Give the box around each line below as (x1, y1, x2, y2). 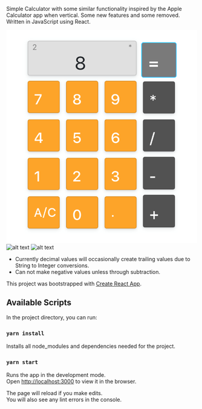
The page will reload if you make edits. (6, 390, 103, 397)
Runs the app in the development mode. (6, 371, 106, 379)
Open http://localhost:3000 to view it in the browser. (6, 378, 137, 385)
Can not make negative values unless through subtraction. (15, 268, 161, 275)
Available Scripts (6, 298, 71, 308)
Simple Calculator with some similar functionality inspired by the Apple (6, 5, 183, 12)
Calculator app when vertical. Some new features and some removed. (6, 12, 180, 19)
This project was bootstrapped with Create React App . (6, 280, 142, 287)
